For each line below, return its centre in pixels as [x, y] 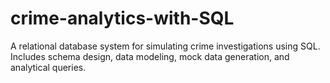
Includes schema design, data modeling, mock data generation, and [150, 56]
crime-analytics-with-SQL [122, 18]
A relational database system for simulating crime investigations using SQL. [165, 46]
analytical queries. [48, 67]
